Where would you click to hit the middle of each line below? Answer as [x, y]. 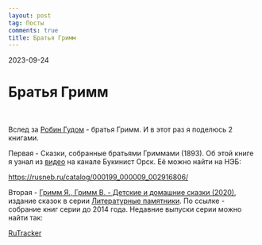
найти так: [26, 218]
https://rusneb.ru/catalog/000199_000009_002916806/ [98, 177]
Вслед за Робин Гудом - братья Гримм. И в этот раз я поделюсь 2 [120, 130]
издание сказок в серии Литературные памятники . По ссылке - [116, 201]
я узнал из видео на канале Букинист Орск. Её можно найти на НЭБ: [125, 162]
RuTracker [25, 233]
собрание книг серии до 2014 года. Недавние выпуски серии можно [125, 209]
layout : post [30, 15]
